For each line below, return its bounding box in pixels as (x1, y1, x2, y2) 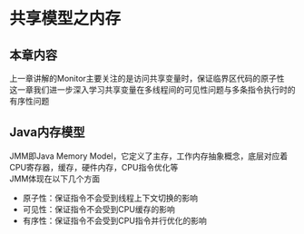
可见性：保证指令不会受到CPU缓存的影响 (22, 203, 175, 214)
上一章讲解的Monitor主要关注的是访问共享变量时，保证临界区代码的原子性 (9, 73, 285, 83)
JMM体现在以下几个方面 (9, 173, 101, 184)
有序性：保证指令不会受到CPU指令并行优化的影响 (22, 215, 207, 226)
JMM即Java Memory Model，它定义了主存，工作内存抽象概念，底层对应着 (9, 151, 289, 161)
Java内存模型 (9, 124, 85, 141)
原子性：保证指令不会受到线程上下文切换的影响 (22, 192, 198, 203)
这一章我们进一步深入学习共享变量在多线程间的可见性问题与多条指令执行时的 (9, 84, 296, 95)
